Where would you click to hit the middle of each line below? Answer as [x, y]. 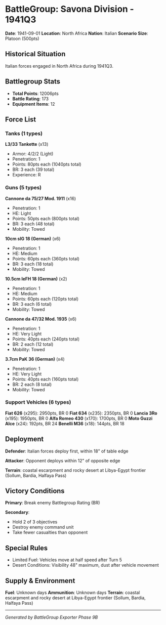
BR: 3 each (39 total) [33, 169]
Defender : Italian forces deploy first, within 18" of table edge [67, 451]
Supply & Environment [40, 581]
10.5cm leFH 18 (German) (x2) [36, 279]
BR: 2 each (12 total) [33, 344]
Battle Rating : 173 [30, 99]
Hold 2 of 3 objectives [35, 522]
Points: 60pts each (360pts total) [46, 258]
